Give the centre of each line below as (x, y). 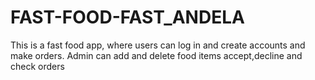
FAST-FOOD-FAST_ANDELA (127, 17)
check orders (37, 66)
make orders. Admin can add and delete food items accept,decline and (156, 55)
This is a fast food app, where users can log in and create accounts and (158, 45)
